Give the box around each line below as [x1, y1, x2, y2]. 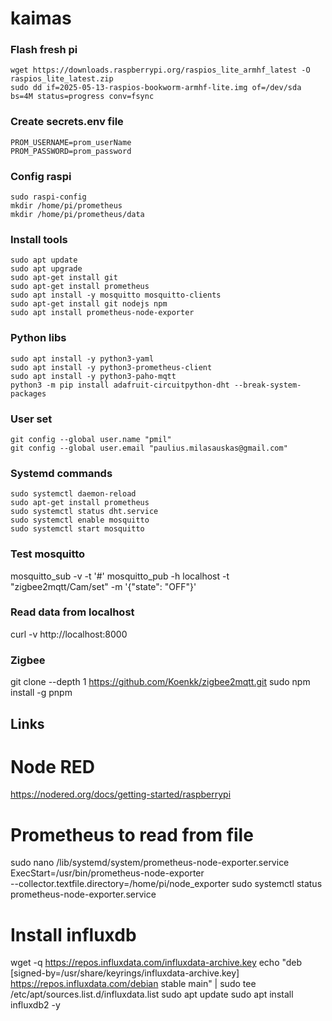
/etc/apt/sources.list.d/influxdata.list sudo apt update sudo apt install [10, 988, 294, 1001]
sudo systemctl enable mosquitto [10, 515, 150, 526]
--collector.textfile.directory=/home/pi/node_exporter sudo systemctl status [10, 878, 323, 890]
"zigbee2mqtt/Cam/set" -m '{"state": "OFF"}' [10, 580, 197, 592]
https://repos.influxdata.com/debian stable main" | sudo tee [10, 978, 257, 990]
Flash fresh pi [10, 43, 78, 57]
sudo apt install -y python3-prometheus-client [10, 362, 213, 372]
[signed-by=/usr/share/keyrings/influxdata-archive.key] [10, 967, 240, 979]
